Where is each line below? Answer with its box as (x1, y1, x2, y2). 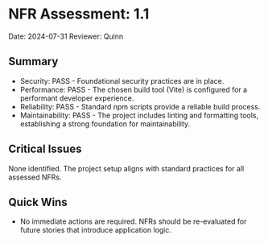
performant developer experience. (19, 93, 134, 103)
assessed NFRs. (8, 172, 62, 182)
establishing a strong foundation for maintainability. (19, 118, 191, 129)
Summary (8, 55, 59, 68)
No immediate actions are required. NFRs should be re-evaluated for (19, 216, 247, 226)
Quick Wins (8, 195, 68, 209)
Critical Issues (8, 142, 82, 156)
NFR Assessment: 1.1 (8, 5, 150, 23)
